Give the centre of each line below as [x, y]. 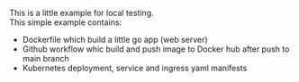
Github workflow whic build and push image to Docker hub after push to [156, 49]
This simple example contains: [66, 22]
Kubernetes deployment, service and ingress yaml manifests [135, 68]
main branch [45, 58]
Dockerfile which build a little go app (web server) [115, 40]
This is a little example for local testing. [82, 13]
